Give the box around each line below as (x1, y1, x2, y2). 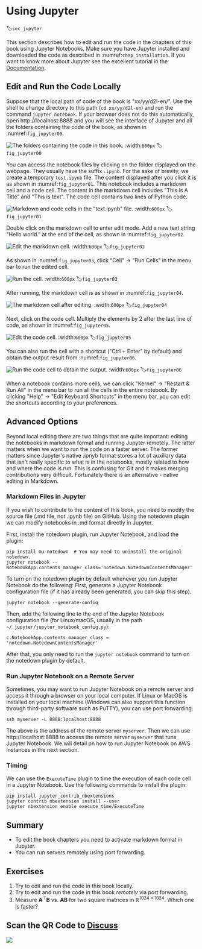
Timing (6, 761, 28, 770)
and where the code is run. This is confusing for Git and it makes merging (6, 464, 189, 471)
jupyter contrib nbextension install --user (6, 798, 120, 804)
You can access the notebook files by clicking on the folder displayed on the (6, 161, 196, 168)
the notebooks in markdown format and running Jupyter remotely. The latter (6, 439, 195, 446)
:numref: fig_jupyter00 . (6, 130, 65, 137)
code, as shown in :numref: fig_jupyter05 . (6, 321, 110, 329)
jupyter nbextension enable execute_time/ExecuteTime (6, 804, 145, 810)
